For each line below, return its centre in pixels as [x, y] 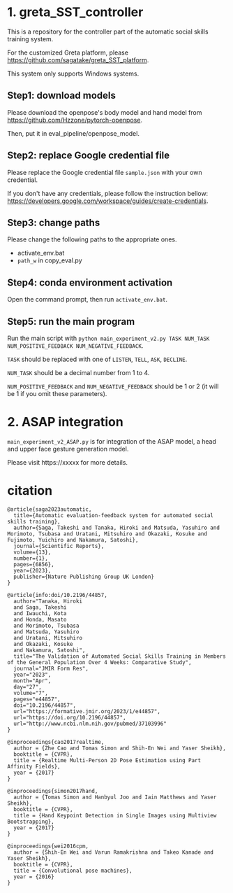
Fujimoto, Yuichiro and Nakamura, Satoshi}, [73, 540]
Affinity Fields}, [34, 766]
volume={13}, [32, 552]
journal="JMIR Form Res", [51, 668]
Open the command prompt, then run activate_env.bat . [88, 300]
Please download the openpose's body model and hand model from [105, 112]
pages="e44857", [37, 699]
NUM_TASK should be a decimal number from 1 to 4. [78, 373]
